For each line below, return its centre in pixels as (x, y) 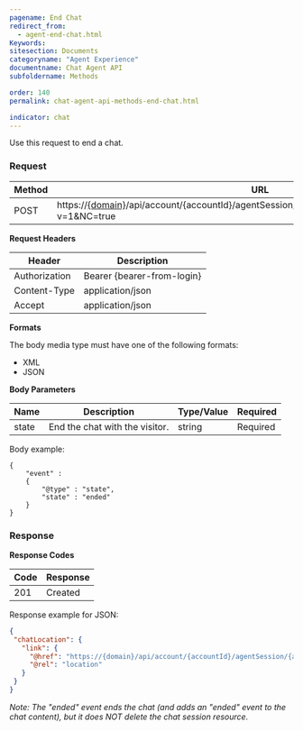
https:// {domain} (92, 205)
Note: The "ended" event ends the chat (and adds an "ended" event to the (148, 707)
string (190, 426)
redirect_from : (38, 26)
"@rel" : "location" (66, 665)
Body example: (37, 449)
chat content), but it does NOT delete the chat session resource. (129, 717)
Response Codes (42, 554)
